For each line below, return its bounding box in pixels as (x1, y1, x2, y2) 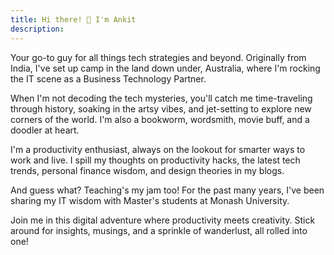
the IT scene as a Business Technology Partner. (10, 72, 207, 85)
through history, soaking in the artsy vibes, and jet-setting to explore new (10, 102, 312, 115)
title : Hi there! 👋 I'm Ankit (10, 14, 137, 25)
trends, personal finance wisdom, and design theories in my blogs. (10, 164, 285, 176)
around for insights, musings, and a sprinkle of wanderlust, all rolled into (10, 224, 308, 236)
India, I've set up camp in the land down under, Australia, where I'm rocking (10, 62, 321, 74)
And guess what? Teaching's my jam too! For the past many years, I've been (10, 184, 325, 196)
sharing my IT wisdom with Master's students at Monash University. (10, 194, 290, 206)
